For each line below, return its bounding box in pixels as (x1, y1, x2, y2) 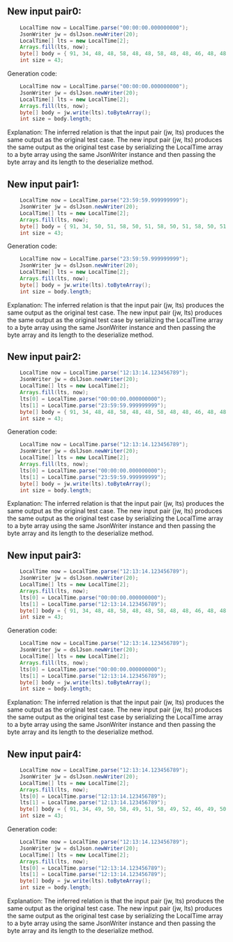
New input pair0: (7, 6, 82, 18)
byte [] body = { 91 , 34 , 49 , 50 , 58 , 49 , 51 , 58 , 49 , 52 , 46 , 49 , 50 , (20, 805, 230, 813)
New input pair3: (7, 549, 82, 561)
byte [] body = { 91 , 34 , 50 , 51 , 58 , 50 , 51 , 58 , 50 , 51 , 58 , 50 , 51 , (20, 223, 230, 230)
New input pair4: (7, 748, 82, 760)
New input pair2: (7, 351, 82, 363)
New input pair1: (7, 178, 80, 190)
